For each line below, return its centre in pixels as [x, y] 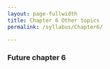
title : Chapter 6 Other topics [54, 20]
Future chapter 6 [37, 58]
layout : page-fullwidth [43, 14]
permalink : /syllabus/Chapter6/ [55, 27]
